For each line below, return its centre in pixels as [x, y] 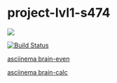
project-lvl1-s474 [59, 13]
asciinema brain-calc [37, 72]
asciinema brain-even [39, 59]
